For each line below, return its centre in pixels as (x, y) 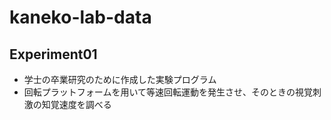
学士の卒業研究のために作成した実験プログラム (120, 79)
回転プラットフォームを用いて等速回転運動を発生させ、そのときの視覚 (168, 92)
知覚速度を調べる (76, 104)
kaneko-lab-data (80, 17)
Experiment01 (53, 54)
